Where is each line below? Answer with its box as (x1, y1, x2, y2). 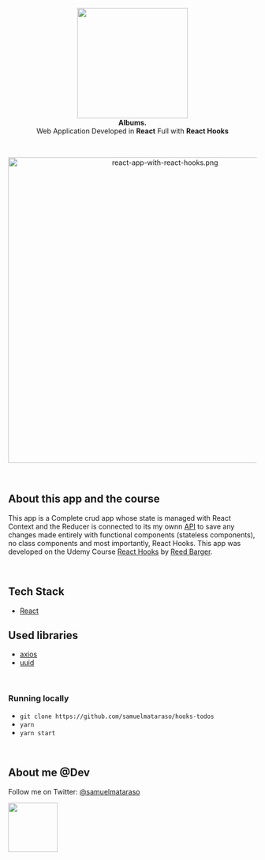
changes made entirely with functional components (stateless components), (8, 529, 256, 540)
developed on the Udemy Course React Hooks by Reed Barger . (8, 547, 213, 556)
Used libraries (8, 629, 79, 642)
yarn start (19, 729, 56, 737)
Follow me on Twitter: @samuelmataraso (8, 787, 140, 796)
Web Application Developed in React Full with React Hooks (36, 126, 229, 136)
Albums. (118, 118, 147, 127)
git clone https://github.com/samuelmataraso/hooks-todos (19, 712, 215, 720)
